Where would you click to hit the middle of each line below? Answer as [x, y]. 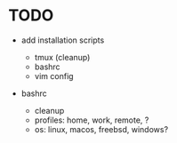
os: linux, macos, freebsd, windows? [101, 129]
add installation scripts [63, 40]
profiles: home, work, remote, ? [92, 120]
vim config [54, 75]
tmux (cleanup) [62, 57]
